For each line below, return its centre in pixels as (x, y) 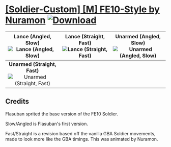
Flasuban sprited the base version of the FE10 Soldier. (62, 114)
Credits (17, 101)
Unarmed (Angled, (138, 36)
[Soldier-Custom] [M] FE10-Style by (83, 9)
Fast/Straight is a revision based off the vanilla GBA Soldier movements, (81, 133)
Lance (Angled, (33, 36)
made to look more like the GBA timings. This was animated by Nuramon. (82, 139)
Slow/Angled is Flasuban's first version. (47, 124)
